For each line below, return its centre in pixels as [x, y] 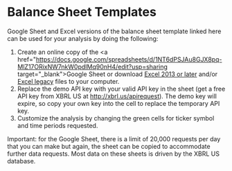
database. [21, 161]
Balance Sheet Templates [82, 12]
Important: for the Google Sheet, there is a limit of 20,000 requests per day [114, 138]
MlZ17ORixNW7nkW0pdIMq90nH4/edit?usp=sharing [92, 66]
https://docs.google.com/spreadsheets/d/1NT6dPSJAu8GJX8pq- [129, 59]
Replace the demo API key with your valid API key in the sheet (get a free [121, 89]
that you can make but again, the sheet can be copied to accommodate [109, 146]
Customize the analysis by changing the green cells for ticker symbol [116, 118]
